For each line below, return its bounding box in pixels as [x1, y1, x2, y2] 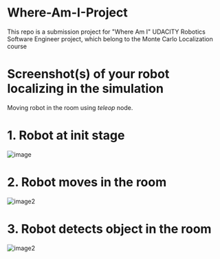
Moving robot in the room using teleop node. [7, 103, 133, 111]
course [7, 42, 27, 50]
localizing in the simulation [7, 81, 164, 97]
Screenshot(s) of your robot [7, 67, 170, 82]
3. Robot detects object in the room [7, 221, 212, 236]
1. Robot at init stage [7, 128, 125, 144]
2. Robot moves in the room [7, 174, 167, 190]
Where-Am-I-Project [7, 5, 129, 21]
